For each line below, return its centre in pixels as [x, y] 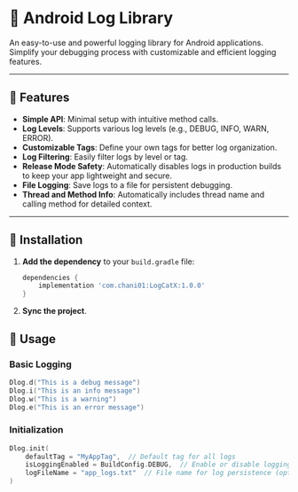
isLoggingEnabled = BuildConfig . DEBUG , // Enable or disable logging [158, 465]
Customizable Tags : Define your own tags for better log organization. [149, 147]
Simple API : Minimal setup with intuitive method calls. [120, 119]
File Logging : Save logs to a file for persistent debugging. [127, 184]
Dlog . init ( [29, 448]
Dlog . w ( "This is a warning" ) [63, 399]
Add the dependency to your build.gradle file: [108, 262]
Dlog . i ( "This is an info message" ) [75, 390]
